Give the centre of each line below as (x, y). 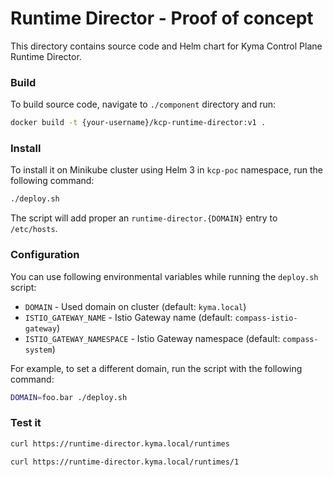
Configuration (45, 255)
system (38, 350)
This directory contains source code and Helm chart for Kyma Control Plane (166, 46)
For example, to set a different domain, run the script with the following (156, 368)
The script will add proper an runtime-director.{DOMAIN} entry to (144, 218)
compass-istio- (266, 318)
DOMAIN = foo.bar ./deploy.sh (69, 397)
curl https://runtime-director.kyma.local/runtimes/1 (125, 462)
